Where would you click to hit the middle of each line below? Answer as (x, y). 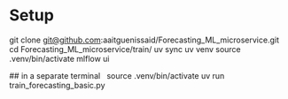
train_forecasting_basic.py (57, 85)
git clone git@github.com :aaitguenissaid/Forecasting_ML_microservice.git (144, 40)
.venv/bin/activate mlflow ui (59, 58)
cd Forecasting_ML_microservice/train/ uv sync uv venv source (125, 49)
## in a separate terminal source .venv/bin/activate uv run (117, 75)
